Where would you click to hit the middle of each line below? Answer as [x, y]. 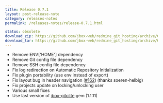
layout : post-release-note [32, 14]
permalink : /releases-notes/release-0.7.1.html [54, 23]
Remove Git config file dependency [47, 59]
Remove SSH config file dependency [49, 65]
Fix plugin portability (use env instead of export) [60, 75]
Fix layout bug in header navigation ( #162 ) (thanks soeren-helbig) [77, 80]
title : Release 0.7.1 [27, 9]
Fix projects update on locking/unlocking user [58, 85]
